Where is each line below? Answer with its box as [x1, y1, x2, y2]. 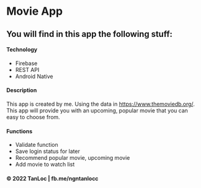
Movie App [6, 4, 63, 18]
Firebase [15, 60, 38, 67]
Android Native [15, 72, 53, 80]
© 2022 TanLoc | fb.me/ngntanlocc [6, 174, 99, 182]
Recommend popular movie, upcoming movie [15, 154, 131, 162]
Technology [6, 46, 38, 53]
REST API [15, 66, 40, 73]
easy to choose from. [6, 113, 60, 120]
